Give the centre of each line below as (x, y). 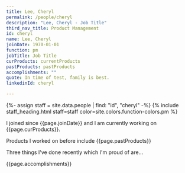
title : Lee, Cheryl (30, 12)
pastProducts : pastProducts (41, 67)
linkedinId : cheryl (30, 84)
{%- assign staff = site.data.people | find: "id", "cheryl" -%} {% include (92, 105)
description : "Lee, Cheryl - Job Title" (57, 23)
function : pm (22, 50)
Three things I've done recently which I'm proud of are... (75, 152)
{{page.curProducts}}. (33, 129)
